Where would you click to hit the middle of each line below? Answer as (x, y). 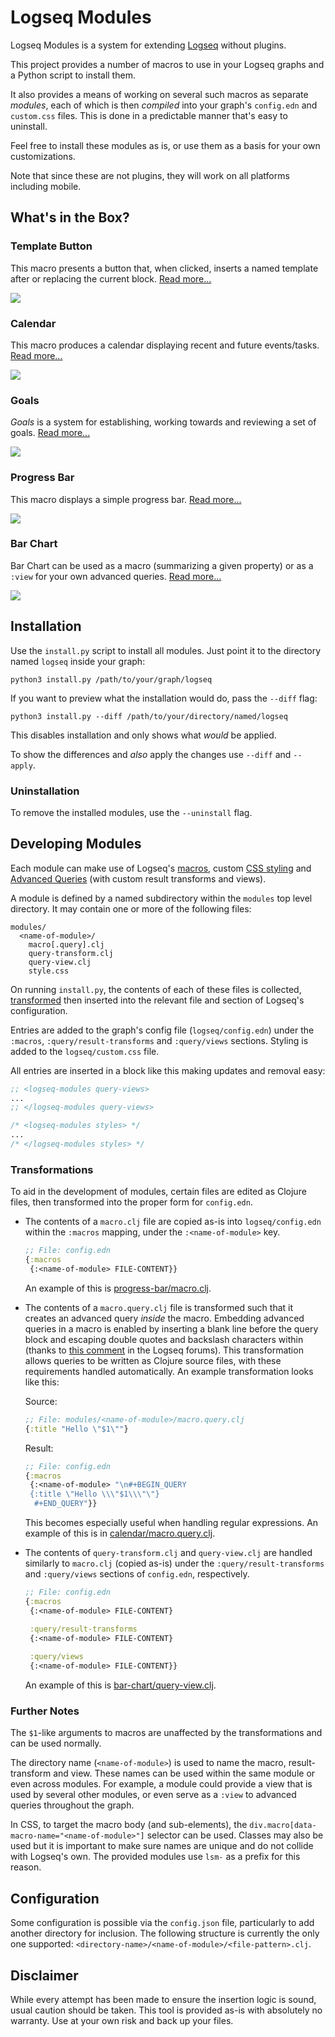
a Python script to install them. (73, 75)
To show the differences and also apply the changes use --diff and (151, 754)
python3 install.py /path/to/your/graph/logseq (111, 679)
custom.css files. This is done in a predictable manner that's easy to (149, 115)
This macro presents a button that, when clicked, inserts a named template (164, 268)
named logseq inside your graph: (78, 661)
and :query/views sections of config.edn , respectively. (137, 1574)
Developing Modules (76, 844)
